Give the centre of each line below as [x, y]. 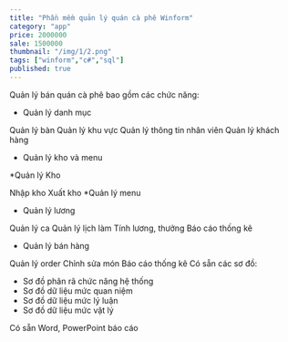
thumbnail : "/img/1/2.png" [61, 52]
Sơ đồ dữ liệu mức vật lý [68, 310]
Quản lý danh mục [57, 112]
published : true [40, 69]
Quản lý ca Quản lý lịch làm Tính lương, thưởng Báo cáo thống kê [131, 228]
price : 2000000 [38, 35]
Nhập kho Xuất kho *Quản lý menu [75, 192]
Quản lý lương [49, 210]
